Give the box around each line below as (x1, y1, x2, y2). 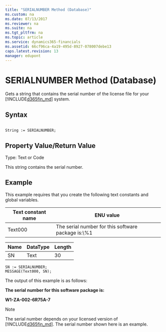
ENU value (94, 211, 120, 218)
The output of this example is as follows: (5, 278, 87, 284)
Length (54, 243, 72, 250)
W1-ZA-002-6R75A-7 (5, 296, 51, 302)
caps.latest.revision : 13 (5, 48, 58, 53)
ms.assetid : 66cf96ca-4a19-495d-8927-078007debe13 (5, 44, 112, 49)
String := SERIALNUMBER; (5, 128, 56, 133)
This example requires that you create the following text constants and (5, 191, 149, 197)
